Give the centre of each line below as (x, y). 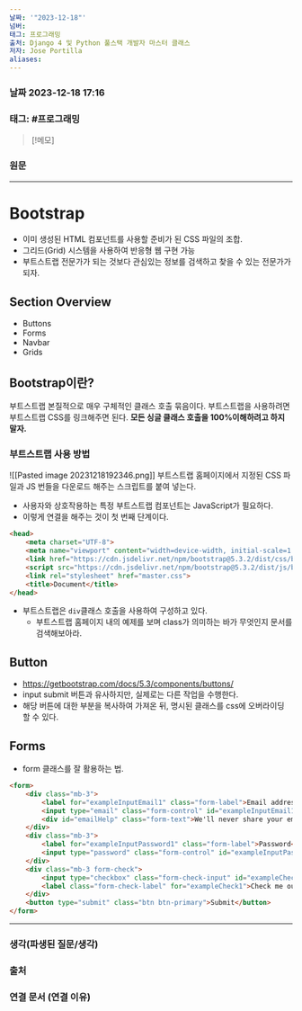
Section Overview (61, 302)
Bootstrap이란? (52, 383)
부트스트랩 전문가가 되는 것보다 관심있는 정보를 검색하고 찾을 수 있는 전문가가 (157, 262)
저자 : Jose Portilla (46, 51)
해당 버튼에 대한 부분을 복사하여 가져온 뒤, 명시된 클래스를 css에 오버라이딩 (153, 706)
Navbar (36, 343)
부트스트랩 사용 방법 (50, 454)
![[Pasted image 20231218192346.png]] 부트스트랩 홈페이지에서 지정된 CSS (145, 475)
